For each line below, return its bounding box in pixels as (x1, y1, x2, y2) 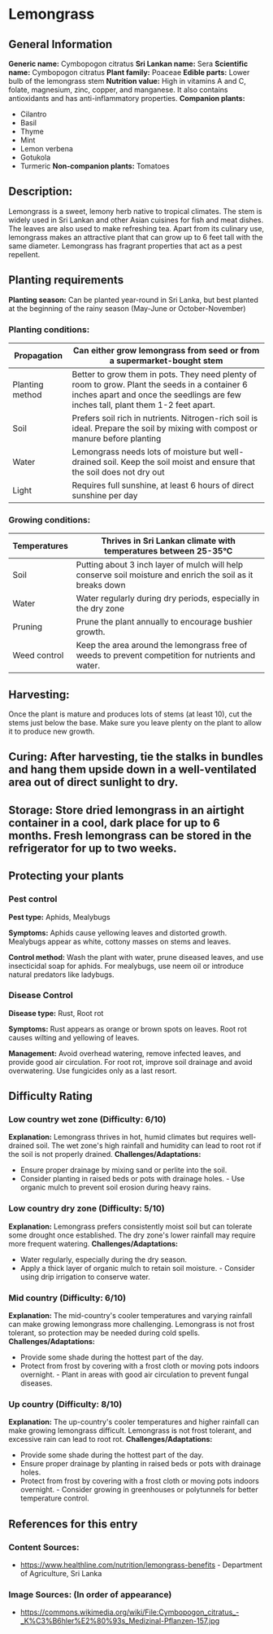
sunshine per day (71, 489, 138, 501)
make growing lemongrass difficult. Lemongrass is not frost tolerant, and (8, 1426, 252, 1435)
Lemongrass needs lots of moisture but (71, 445, 222, 457)
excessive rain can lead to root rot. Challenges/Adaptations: (8, 1435, 213, 1444)
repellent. (8, 249, 41, 259)
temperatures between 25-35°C (104, 545, 233, 557)
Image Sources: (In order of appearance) (8, 1588, 172, 1600)
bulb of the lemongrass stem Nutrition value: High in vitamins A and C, (8, 77, 246, 85)
